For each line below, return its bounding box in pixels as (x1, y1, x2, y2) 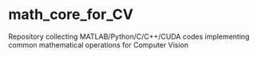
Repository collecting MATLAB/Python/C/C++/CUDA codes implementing (8, 32, 250, 41)
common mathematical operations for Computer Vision (8, 40, 189, 49)
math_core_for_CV (8, 6, 134, 24)
